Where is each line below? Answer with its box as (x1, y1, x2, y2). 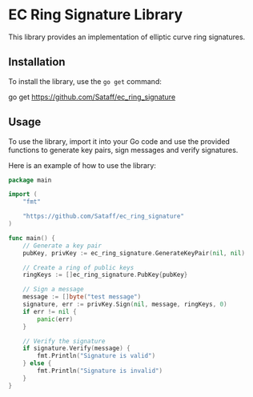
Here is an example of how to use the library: (8, 160, 156, 170)
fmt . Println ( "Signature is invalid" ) (37, 367, 163, 375)
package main (8, 176, 52, 184)
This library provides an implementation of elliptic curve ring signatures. (8, 32, 246, 42)
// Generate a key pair (22, 242, 102, 250)
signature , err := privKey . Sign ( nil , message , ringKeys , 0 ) (22, 300, 227, 309)
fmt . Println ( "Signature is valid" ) (37, 352, 156, 360)
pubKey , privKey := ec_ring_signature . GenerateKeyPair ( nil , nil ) (22, 249, 246, 257)
